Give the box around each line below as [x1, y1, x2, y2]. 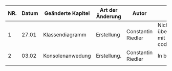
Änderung [96, 13, 121, 20]
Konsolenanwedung [43, 52, 91, 59]
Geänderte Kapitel [44, 10, 90, 17]
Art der [99, 7, 118, 13]
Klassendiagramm [43, 31, 87, 38]
